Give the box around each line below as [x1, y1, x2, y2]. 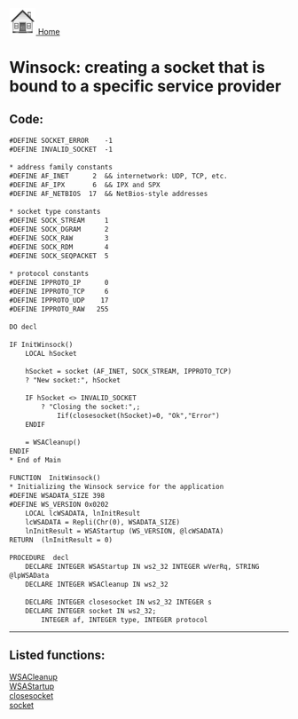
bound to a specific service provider [9, 76, 282, 97]
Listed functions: [9, 648, 106, 663]
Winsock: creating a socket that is [9, 58, 266, 78]
